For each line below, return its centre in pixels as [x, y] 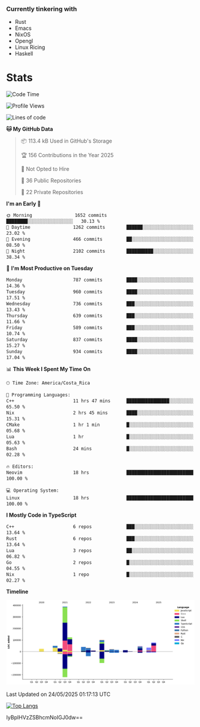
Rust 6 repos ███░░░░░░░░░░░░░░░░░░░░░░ [100, 539]
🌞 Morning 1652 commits [57, 216]
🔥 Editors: [20, 467]
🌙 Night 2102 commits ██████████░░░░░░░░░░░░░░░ [100, 251]
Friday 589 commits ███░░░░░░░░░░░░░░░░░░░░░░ [100, 328]
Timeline [17, 592]
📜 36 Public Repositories [51, 180]
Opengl [24, 41]
